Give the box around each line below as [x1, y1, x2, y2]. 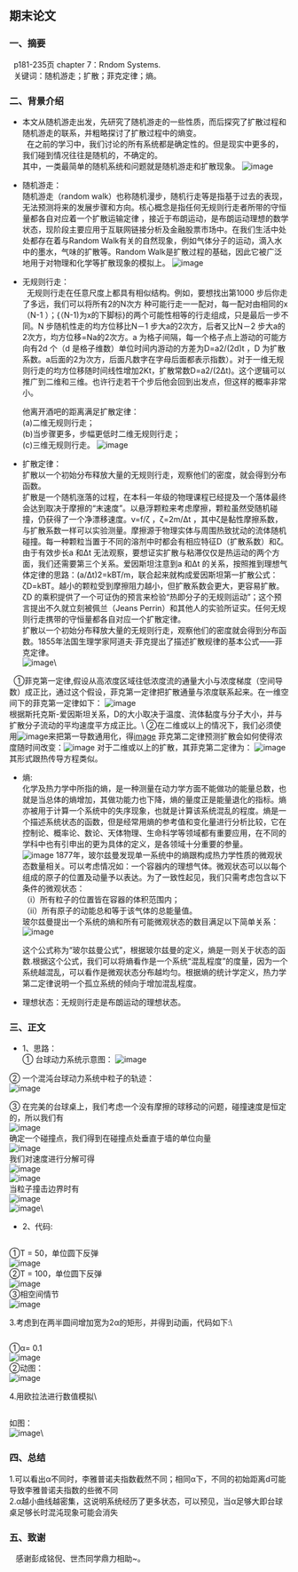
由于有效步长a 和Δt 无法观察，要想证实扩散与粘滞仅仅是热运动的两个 [21, 547, 272, 558]
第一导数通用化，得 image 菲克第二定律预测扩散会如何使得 [63, 731, 275, 742]
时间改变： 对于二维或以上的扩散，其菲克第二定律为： [24, 742, 253, 752]
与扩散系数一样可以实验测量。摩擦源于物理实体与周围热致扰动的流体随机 [21, 525, 286, 536]
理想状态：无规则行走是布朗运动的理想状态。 [21, 996, 186, 1007]
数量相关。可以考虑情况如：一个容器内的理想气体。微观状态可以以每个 [29, 861, 286, 871]
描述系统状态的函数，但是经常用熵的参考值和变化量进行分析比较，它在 [29, 816, 286, 827]
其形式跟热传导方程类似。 [9, 753, 103, 764]
